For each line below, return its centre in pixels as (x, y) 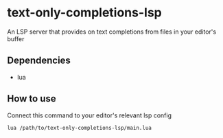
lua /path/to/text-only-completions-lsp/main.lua (80, 128)
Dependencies (39, 61)
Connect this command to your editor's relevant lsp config (90, 115)
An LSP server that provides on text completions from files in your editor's (112, 32)
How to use (32, 99)
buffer (16, 38)
